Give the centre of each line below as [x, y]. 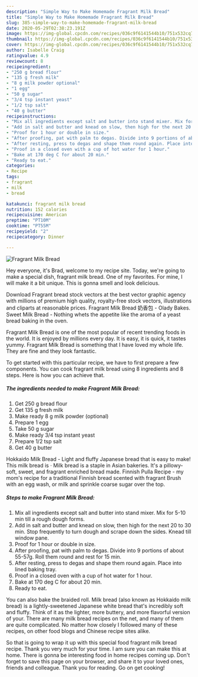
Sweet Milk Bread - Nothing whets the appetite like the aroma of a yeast [93, 314]
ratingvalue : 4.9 [27, 56]
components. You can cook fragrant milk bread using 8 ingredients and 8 [95, 369]
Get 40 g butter [33, 447]
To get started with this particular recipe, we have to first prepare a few [93, 362]
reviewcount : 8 [25, 61]
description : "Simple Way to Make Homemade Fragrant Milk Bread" [88, 12]
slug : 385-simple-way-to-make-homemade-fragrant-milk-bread [82, 22]
